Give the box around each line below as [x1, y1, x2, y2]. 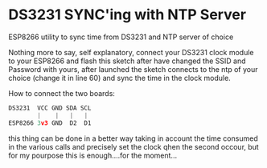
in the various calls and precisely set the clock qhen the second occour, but [8, 142, 259, 151]
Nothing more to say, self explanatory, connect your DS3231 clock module [8, 47, 254, 57]
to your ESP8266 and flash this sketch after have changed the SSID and [8, 56, 247, 66]
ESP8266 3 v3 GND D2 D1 [8, 118, 92, 127]
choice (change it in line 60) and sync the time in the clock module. [8, 73, 231, 82]
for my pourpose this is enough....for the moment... [8, 150, 178, 160]
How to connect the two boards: [8, 88, 115, 98]
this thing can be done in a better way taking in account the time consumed [8, 134, 259, 143]
